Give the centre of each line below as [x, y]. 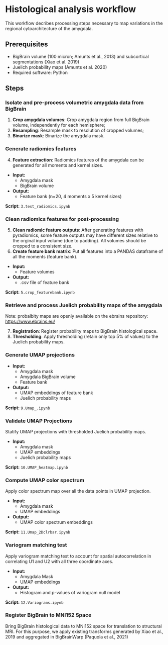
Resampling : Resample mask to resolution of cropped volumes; [78, 130]
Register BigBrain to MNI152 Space [48, 615]
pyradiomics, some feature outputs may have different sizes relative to [85, 235]
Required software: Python [40, 72]
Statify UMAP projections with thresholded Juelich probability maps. [76, 431]
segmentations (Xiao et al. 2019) [46, 62]
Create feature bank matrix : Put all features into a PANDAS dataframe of [88, 251]
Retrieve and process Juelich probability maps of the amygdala [84, 305]
